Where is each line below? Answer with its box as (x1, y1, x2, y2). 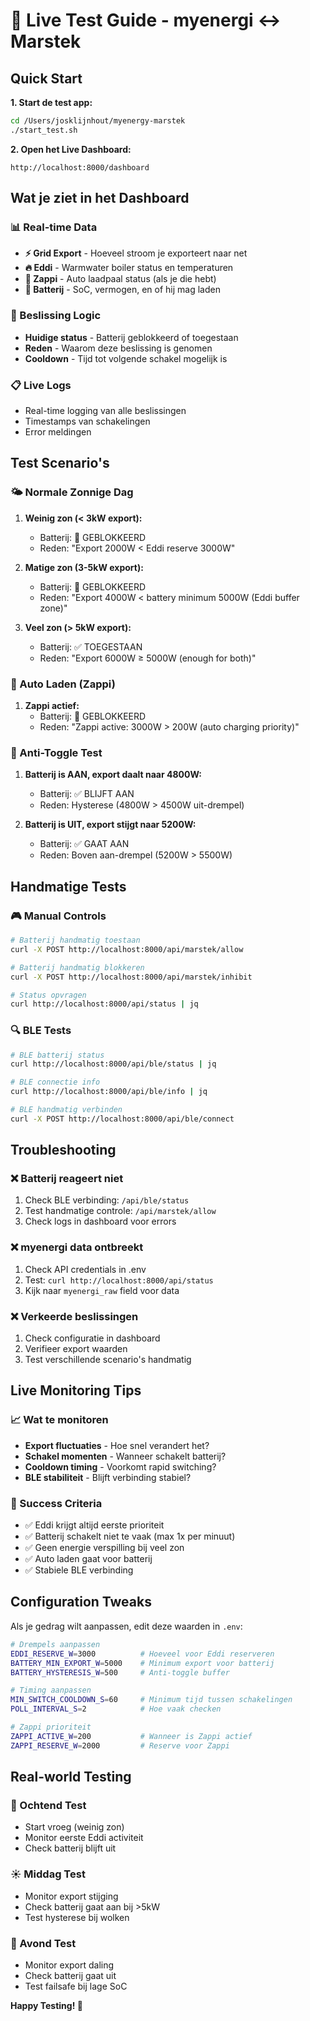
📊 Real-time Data (10, 220, 98, 234)
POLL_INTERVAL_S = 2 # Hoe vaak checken (10, 1704, 222, 1714)
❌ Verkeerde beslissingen (10, 1309, 139, 1323)
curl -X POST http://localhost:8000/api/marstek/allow (10, 944, 244, 954)
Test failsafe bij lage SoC (24, 1980, 128, 1992)
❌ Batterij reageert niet (10, 1172, 124, 1186)
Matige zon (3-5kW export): (24, 561, 144, 573)
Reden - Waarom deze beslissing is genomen (24, 342, 213, 354)
